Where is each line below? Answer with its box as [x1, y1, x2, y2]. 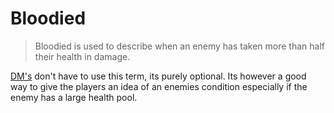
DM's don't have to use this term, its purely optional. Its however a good [10, 70, 307, 82]
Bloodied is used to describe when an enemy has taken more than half [34, 40, 325, 52]
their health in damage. [34, 50, 131, 62]
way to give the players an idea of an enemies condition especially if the [10, 80, 308, 92]
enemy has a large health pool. [10, 91, 138, 103]
